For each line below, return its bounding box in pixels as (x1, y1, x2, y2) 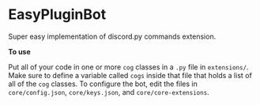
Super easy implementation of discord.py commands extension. (8, 32, 217, 41)
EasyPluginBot (8, 6, 107, 24)
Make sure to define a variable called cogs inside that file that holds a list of (8, 70, 253, 80)
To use (8, 47, 32, 56)
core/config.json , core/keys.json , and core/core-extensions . (8, 87, 209, 96)
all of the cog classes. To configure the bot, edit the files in (8, 79, 198, 88)
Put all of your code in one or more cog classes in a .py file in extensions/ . (8, 62, 249, 72)
